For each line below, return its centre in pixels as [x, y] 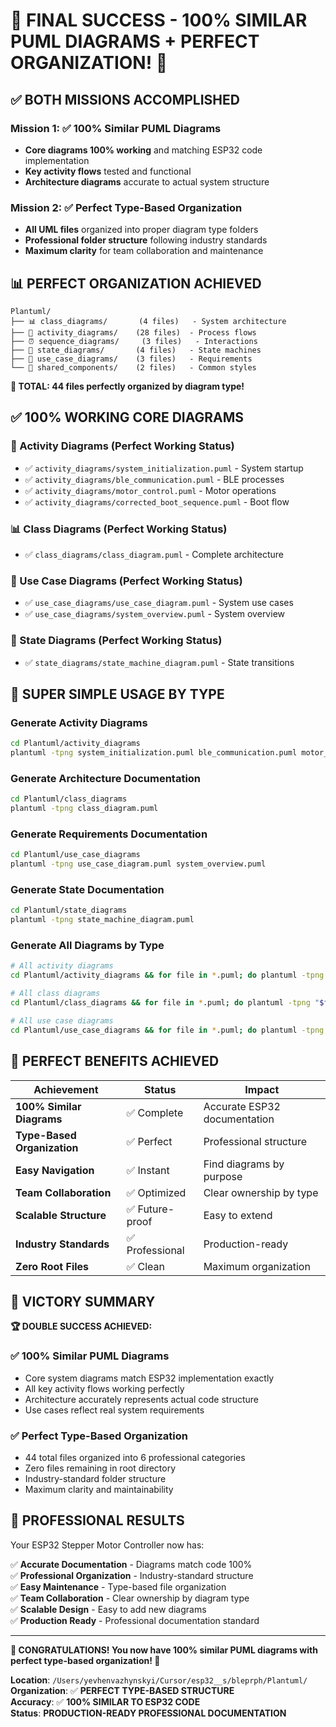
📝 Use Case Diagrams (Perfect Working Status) [126, 581]
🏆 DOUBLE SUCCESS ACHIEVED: [81, 1326]
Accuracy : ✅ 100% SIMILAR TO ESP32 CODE [105, 1701]
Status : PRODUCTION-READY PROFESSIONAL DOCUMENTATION [148, 1713]
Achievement [66, 1089]
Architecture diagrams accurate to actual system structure [147, 181]
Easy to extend [238, 1215]
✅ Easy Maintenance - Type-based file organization [118, 1586]
